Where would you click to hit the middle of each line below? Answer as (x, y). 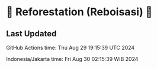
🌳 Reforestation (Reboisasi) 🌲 (79, 12)
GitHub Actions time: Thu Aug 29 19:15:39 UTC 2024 (71, 47)
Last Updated (31, 34)
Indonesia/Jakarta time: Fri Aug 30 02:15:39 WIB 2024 (72, 59)
